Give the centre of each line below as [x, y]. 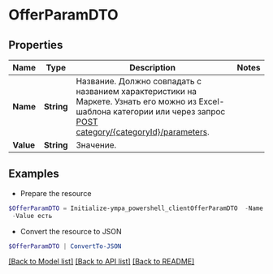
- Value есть [32, 216]
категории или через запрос [169, 111]
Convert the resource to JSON [71, 231]
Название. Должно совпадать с [139, 81]
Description [153, 68]
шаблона [93, 111]
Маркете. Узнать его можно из [136, 101]
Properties [36, 45]
